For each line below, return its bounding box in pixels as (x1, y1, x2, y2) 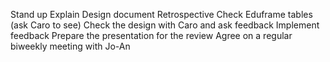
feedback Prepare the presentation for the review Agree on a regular (10, 30, 293, 41)
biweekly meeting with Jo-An (10, 40, 131, 52)
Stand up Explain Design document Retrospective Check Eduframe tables (10, 9, 313, 20)
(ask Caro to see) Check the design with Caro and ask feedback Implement (10, 19, 320, 31)
